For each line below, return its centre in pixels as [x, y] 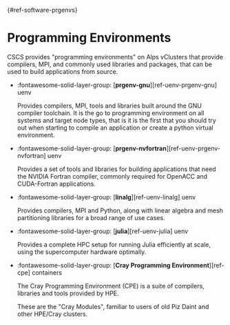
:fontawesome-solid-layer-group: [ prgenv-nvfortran [92, 148]
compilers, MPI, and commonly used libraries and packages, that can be [109, 64]
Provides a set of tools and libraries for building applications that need [116, 169]
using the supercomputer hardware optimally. [82, 252]
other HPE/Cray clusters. [52, 314]
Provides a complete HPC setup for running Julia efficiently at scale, [114, 244]
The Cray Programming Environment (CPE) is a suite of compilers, [111, 286]
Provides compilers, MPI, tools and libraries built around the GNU [109, 106]
